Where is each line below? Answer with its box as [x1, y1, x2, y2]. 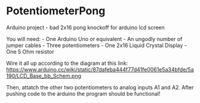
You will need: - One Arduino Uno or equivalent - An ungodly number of [6, 35, 183, 42]
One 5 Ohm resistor [6, 48, 54, 55]
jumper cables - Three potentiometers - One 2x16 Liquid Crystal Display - [6, 42, 187, 49]
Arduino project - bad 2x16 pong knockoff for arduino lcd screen [6, 24, 165, 31]
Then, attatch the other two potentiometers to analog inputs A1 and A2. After [6, 83, 194, 90]
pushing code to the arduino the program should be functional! [6, 90, 161, 97]
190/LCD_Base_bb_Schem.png [6, 72, 82, 79]
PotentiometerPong [6, 4, 106, 18]
